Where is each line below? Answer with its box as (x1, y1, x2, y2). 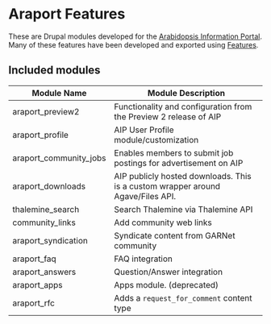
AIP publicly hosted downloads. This (114, 170, 252, 181)
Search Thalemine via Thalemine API (114, 203, 253, 214)
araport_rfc (12, 297, 55, 309)
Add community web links (114, 217, 212, 228)
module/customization (114, 134, 199, 145)
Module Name (31, 87, 87, 98)
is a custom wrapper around (114, 181, 220, 192)
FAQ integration (114, 253, 173, 264)
